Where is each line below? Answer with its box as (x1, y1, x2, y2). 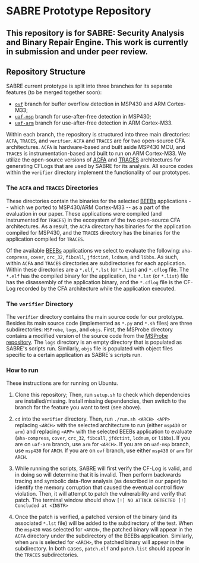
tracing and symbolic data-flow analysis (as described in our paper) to (14, 478, 187, 485)
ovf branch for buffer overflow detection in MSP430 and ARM (14, 100, 166, 108)
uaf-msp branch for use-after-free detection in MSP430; (14, 113, 151, 120)
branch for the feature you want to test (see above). (14, 404, 141, 411)
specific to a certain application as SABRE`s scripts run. (6, 351, 143, 358)
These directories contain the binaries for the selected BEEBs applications (6, 197, 188, 204)
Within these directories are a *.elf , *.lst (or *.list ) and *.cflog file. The (6, 266, 189, 273)
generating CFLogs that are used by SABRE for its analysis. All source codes (6, 163, 193, 170)
